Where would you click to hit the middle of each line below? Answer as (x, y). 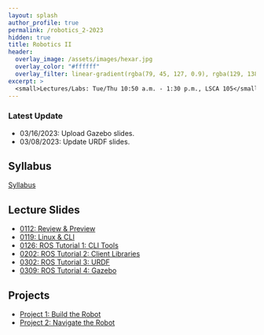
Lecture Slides (44, 210)
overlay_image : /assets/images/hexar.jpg (84, 60)
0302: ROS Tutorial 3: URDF (64, 262)
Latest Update (36, 116)
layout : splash (33, 15)
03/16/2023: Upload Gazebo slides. (77, 133)
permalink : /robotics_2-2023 (56, 30)
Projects (29, 295)
